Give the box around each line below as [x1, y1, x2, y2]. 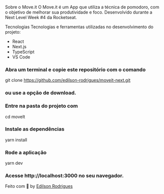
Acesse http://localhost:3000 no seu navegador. [5, 173, 124, 179]
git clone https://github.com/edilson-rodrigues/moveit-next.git [5, 78, 131, 83]
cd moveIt [5, 114, 25, 119]
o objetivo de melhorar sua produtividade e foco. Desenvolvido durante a [5, 9, 153, 15]
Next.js [12, 44, 27, 49]
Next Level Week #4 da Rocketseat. [5, 15, 77, 20]
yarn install [5, 136, 27, 143]
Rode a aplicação [5, 149, 47, 155]
